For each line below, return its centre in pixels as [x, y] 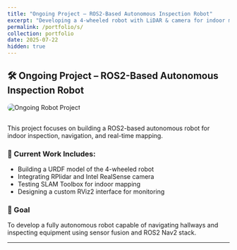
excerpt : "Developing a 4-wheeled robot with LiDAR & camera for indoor [116, 20]
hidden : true [26, 46]
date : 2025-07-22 [33, 40]
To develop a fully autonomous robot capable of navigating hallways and [113, 225]
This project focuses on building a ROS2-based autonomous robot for [109, 128]
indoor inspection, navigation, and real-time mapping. [85, 135]
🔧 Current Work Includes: [51, 154]
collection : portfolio [41, 33]
